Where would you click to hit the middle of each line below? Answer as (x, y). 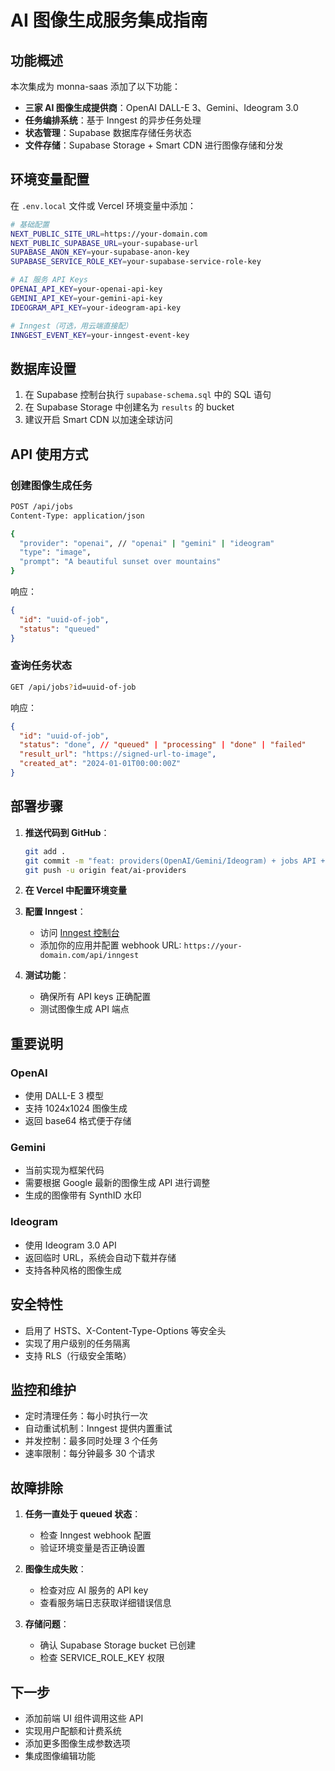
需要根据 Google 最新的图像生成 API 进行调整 (117, 1183)
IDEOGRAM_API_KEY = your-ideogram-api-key (96, 307)
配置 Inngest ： (55, 912)
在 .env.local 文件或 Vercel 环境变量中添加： (103, 205)
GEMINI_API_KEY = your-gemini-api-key (86, 298)
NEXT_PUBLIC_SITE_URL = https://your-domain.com (109, 234)
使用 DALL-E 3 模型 (64, 1096)
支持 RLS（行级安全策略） (78, 1355)
